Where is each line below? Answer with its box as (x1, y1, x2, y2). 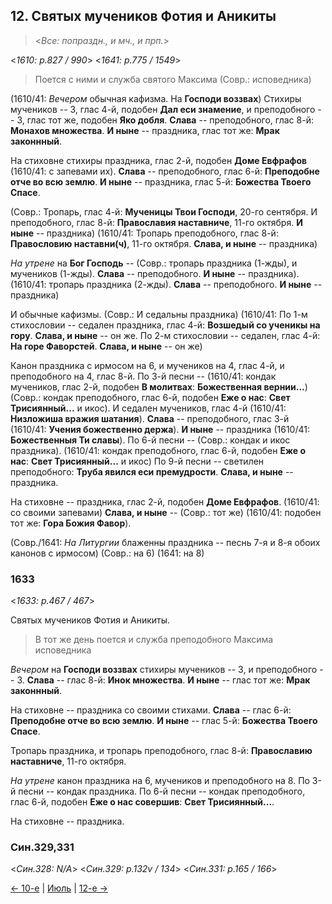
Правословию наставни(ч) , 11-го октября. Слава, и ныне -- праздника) (10, 237, 318, 249)
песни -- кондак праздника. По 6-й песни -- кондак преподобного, (18, 785, 306, 798)
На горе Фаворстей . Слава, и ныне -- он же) (10, 340, 203, 352)
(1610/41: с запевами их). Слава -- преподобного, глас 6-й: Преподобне (10, 165, 320, 177)
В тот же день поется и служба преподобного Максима (34, 634, 274, 646)
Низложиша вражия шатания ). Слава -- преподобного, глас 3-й (10, 412, 290, 424)
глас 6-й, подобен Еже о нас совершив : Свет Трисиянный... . (10, 796, 275, 808)
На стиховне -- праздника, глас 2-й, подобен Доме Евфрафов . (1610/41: (10, 495, 320, 508)
